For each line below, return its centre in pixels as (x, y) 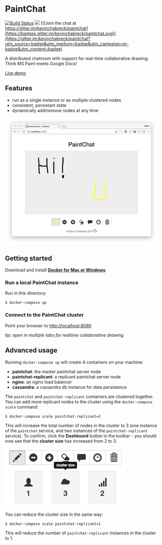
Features (19, 88)
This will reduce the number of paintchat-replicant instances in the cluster (81, 533)
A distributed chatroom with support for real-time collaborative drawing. (77, 58)
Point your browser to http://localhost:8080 (48, 325)
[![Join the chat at (59, 23)
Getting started (29, 258)
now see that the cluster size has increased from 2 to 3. (61, 441)
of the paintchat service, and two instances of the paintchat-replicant (76, 431)
